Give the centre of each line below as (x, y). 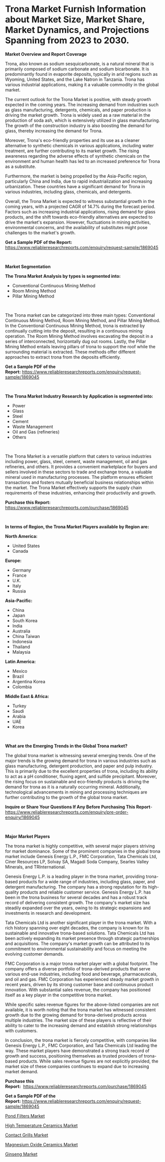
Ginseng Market (21, 1154)
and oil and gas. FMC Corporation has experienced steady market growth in (82, 979)
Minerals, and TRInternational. (36, 867)
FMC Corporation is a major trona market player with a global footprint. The (82, 963)
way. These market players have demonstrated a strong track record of (77, 1051)
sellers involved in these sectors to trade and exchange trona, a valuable (79, 472)
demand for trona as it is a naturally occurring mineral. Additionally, (73, 787)
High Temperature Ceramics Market (41, 1125)
